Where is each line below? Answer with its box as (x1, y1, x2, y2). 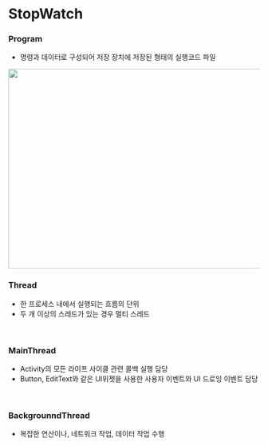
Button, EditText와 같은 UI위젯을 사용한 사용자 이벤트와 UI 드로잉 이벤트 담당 (19, 374, 258, 384)
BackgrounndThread (8, 410, 90, 420)
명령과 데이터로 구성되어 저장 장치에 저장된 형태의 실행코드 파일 (19, 53, 216, 62)
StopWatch (8, 5, 84, 23)
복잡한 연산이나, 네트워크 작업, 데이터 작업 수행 (19, 429, 165, 439)
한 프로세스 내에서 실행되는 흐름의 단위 (19, 299, 140, 309)
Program (8, 34, 43, 45)
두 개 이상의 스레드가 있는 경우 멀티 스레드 (19, 309, 150, 318)
